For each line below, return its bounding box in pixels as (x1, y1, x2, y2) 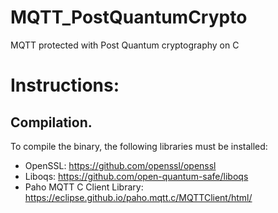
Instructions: (10, 74, 120, 97)
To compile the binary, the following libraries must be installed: (10, 140, 268, 152)
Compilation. (10, 114, 93, 131)
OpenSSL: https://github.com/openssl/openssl (24, 159, 217, 171)
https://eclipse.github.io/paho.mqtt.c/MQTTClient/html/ (24, 191, 253, 203)
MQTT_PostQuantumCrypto (10, 6, 248, 29)
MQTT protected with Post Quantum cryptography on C (10, 39, 240, 51)
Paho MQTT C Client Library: (24, 181, 144, 193)
